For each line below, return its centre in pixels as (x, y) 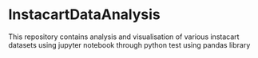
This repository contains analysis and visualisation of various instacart (124, 37)
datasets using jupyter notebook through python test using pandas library (129, 44)
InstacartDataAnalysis (85, 15)
